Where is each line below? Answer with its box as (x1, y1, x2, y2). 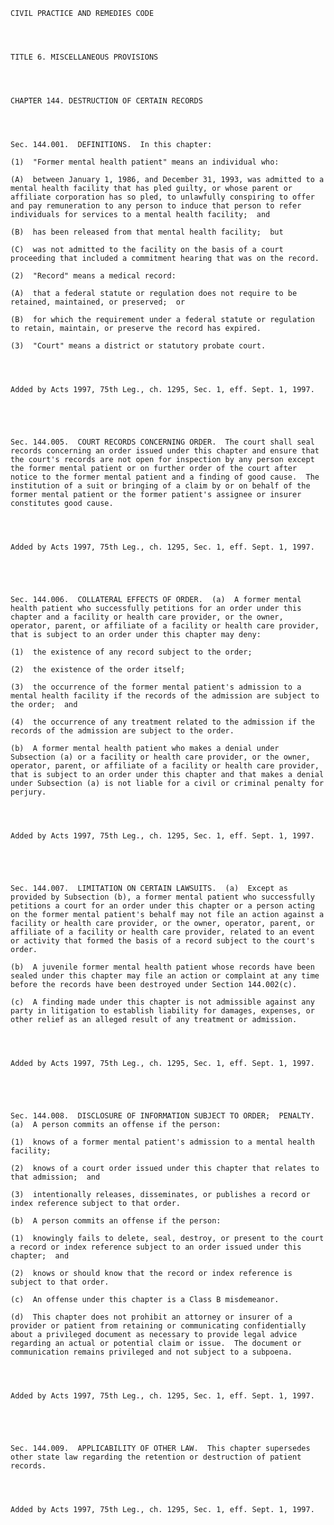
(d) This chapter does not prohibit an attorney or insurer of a (10, 1312, 293, 1322)
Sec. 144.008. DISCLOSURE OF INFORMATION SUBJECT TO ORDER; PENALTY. (10, 1111, 315, 1121)
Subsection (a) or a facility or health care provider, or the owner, (10, 752, 311, 762)
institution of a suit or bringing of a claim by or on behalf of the (10, 481, 311, 491)
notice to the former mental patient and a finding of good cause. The (10, 472, 320, 482)
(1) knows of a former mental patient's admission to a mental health (10, 1137, 315, 1147)
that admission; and (10, 1172, 101, 1182)
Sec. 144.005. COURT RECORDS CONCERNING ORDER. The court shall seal (10, 437, 315, 447)
